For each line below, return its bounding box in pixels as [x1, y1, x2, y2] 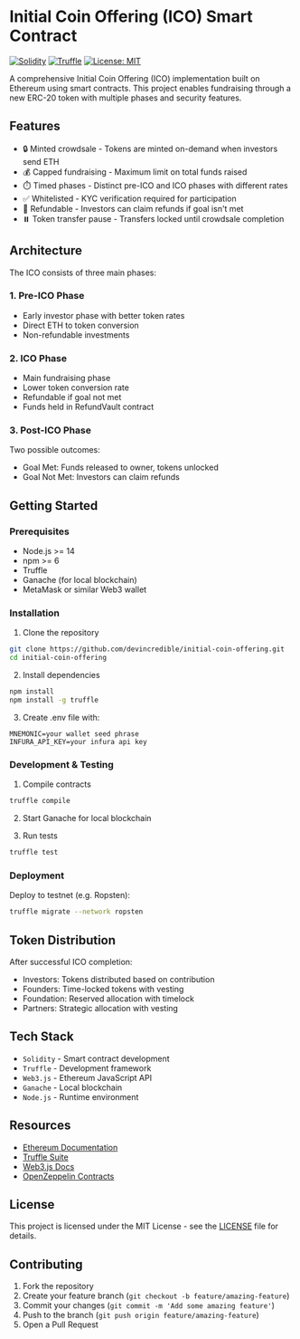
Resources [9, 1118, 71, 1133]
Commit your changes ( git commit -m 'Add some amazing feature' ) [22, 1300, 276, 1311]
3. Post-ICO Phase [9, 424, 92, 436]
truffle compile [9, 797, 70, 806]
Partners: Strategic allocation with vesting [22, 1002, 179, 1013]
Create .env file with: [22, 712, 100, 722]
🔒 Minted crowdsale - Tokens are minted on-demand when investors [22, 143, 278, 154]
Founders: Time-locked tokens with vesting [22, 983, 184, 994]
